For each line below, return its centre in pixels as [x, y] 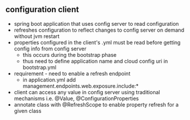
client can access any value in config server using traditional [87, 92]
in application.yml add [49, 80]
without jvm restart [37, 36]
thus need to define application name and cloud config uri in [95, 61]
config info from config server [50, 49]
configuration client [42, 10]
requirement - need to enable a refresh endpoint [72, 73]
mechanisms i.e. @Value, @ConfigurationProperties [76, 98]
